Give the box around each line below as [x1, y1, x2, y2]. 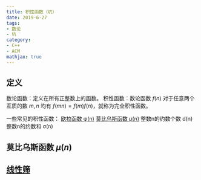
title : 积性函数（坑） [6, 8, 58, 15]
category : [6, 37, 31, 43]
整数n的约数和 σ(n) [6, 123, 53, 130]
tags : [6, 20, 20, 26]
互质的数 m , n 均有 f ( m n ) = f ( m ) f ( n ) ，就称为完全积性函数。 [6, 102, 151, 109]
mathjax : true [6, 54, 42, 60]
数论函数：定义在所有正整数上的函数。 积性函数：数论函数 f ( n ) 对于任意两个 [6, 95, 195, 102]
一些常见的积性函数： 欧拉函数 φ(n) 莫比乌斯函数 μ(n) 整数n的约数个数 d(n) [6, 115, 193, 123]
